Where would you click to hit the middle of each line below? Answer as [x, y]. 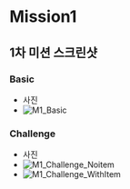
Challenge [33, 134]
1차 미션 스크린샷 [54, 52]
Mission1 [43, 17]
